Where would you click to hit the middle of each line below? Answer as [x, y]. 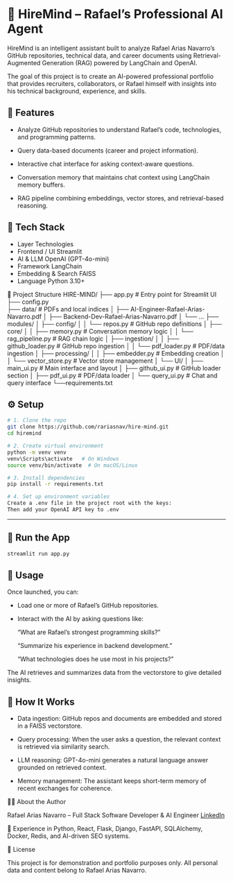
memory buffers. [41, 185]
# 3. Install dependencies [46, 478]
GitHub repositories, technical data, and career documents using [100, 55]
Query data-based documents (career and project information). [108, 150]
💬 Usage [25, 575]
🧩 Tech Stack [36, 227]
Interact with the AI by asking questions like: [80, 619]
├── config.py [28, 302]
